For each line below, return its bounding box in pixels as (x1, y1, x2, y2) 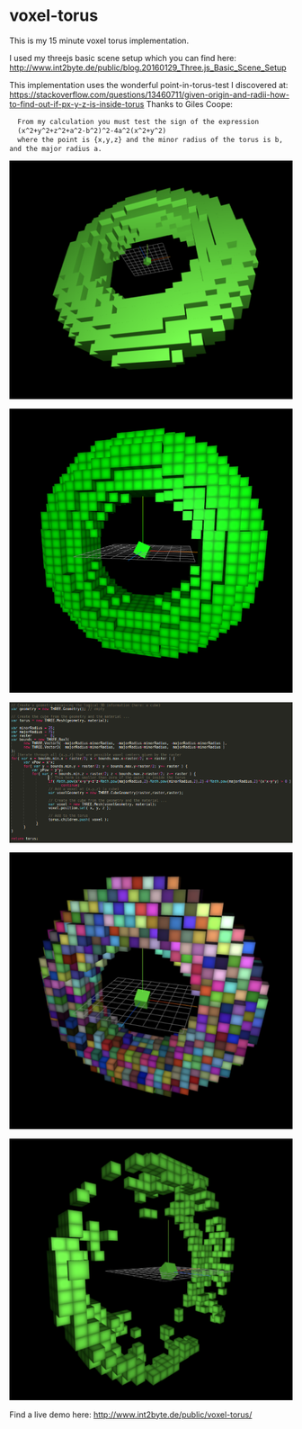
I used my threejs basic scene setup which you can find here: (9, 52, 236, 63)
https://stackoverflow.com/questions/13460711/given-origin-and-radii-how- (9, 89, 290, 100)
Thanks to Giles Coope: (146, 98, 234, 109)
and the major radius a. (9, 144, 102, 153)
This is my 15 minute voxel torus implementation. (9, 35, 190, 46)
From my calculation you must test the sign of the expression (17, 117, 259, 126)
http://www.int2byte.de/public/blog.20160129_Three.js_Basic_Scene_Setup (9, 62, 287, 73)
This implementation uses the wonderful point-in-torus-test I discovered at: (9, 79, 289, 90)
